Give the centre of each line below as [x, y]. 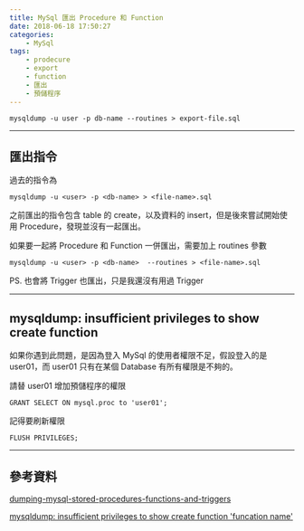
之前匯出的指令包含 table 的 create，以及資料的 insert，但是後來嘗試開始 [145, 215]
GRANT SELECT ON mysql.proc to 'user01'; [89, 403]
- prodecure [48, 60]
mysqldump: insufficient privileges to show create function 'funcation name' [152, 516]
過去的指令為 [33, 180]
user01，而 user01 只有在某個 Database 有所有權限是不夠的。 [123, 366]
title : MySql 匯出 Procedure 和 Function [86, 18]
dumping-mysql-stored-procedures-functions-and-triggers [120, 498]
